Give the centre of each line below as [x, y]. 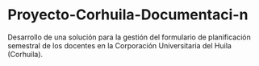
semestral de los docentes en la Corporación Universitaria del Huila [119, 45]
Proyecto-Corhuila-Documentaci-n [128, 15]
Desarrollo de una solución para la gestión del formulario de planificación [129, 37]
